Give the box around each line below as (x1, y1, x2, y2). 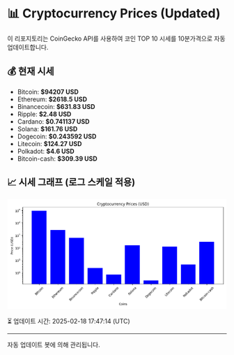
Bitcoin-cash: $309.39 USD (17, 154, 97, 163)
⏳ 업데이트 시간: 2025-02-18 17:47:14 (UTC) (7, 317, 130, 325)
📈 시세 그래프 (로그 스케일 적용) (7, 176, 136, 189)
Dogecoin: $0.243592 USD (17, 132, 97, 140)
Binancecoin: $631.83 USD (17, 102, 95, 110)
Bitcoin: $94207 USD (17, 87, 79, 96)
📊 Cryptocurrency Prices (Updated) (7, 6, 221, 22)
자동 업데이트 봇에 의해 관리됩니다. (7, 340, 100, 349)
